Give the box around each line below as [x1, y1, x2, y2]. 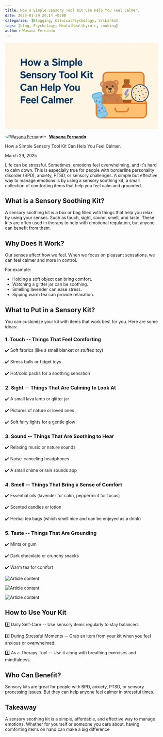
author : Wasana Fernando [5, 28, 55, 34]
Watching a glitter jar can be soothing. [12, 281, 88, 287]
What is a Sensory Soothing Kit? [5, 197, 105, 205]
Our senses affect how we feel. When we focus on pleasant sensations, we [5, 252, 155, 258]
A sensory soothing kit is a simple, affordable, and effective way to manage [5, 716, 155, 722]
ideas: [5, 324, 17, 330]
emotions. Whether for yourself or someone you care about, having [5, 721, 140, 727]
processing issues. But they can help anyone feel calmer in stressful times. [5, 689, 155, 695]
